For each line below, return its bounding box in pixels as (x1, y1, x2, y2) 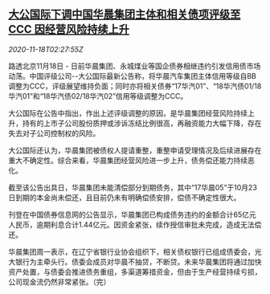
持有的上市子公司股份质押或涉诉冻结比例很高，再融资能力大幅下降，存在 (22, 118, 262, 128)
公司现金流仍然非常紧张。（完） (8, 276, 111, 287)
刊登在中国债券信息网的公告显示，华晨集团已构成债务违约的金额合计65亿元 (8, 210, 256, 219)
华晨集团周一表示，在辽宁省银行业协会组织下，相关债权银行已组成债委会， (8, 247, 255, 256)
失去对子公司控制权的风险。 (8, 128, 100, 138)
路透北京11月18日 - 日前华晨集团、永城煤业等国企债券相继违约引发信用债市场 (8, 61, 261, 71)
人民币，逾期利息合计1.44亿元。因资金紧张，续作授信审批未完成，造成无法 (8, 219, 255, 229)
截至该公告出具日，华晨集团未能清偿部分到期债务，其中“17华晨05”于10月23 (8, 182, 257, 192)
